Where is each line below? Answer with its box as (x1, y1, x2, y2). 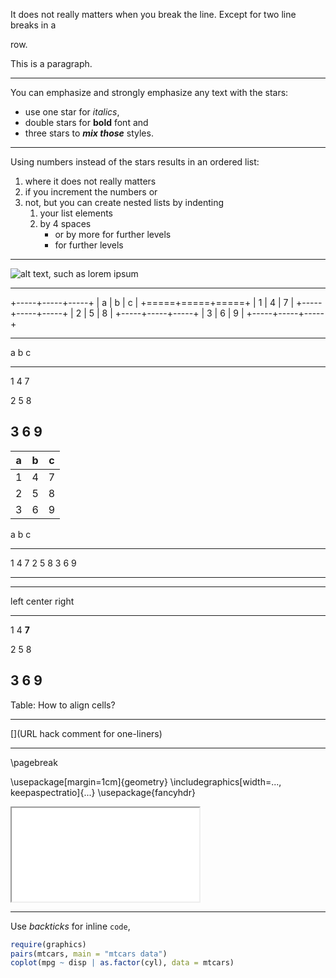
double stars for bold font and (24, 117, 149, 128)
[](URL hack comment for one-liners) (10, 727, 163, 739)
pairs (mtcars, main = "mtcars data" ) (10, 949, 168, 959)
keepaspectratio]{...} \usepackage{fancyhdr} (10, 786, 196, 798)
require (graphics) (10, 939, 87, 949)
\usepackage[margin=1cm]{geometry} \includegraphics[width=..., (10, 775, 282, 788)
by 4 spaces (39, 218, 92, 229)
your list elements (39, 207, 114, 219)
